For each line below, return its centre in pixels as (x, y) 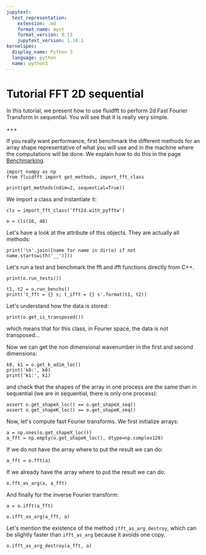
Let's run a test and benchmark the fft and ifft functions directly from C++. (101, 267)
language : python (34, 58)
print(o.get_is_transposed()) (45, 317)
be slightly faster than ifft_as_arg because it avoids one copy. (86, 535)
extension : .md (37, 23)
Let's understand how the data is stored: (57, 306)
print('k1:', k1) (29, 376)
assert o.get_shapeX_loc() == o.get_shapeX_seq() (71, 405)
